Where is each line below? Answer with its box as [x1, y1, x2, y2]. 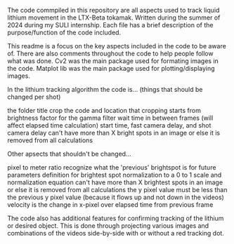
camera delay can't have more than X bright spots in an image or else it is [7, 129, 220, 137]
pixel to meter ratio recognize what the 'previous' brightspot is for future [7, 163, 216, 171]
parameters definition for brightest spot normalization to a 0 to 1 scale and [7, 171, 222, 179]
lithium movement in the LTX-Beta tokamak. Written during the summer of [7, 13, 221, 22]
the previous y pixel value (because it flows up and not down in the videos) [7, 193, 225, 201]
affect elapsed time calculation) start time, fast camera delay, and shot [7, 121, 212, 129]
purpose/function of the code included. [7, 28, 122, 36]
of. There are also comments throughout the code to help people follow [7, 49, 214, 57]
